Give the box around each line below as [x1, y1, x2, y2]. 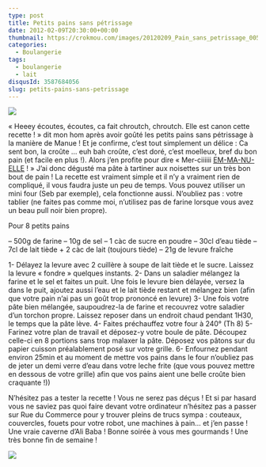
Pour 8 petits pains [8, 221, 70, 230]
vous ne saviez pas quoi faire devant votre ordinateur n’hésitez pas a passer [8, 401, 257, 412]
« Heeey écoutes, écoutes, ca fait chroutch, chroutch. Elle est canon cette [8, 122, 250, 131]
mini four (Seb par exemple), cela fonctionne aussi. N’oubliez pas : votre [8, 189, 243, 199]
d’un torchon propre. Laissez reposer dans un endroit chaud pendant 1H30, [8, 310, 253, 321]
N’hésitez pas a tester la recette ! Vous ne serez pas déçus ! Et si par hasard [8, 393, 256, 403]
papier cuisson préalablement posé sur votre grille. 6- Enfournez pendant [8, 344, 248, 354]
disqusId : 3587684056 [8, 78, 80, 85]
